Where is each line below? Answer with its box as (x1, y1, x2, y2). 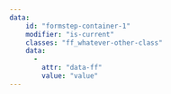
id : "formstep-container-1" (25, 21, 130, 30)
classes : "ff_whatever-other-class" (25, 38, 164, 47)
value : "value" (41, 72, 99, 81)
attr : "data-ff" (41, 64, 103, 73)
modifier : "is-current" (25, 30, 115, 38)
